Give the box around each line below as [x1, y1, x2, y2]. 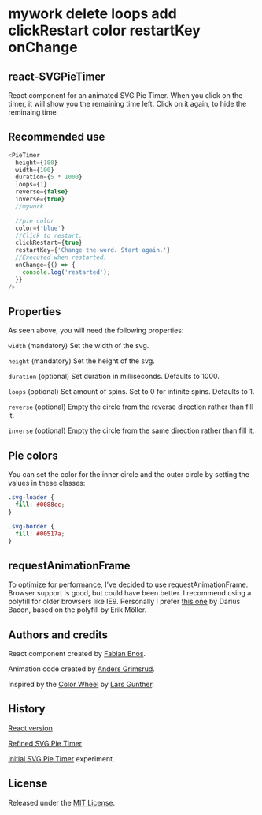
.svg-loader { [8, 494, 55, 501]
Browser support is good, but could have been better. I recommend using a [8, 588, 252, 598]
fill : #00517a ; [15, 530, 65, 538]
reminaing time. [8, 107, 59, 117]
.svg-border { [8, 522, 55, 530]
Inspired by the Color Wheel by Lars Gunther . [8, 680, 155, 689]
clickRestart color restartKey [8, 21, 201, 39]
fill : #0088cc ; [15, 501, 65, 509]
